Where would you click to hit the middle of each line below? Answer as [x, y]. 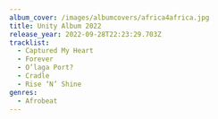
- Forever [35, 59]
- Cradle [34, 76]
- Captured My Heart [55, 51]
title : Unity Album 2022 [55, 26]
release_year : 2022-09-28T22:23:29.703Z [86, 34]
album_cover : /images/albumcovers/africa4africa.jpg [109, 17]
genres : [24, 92]
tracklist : [29, 42]
